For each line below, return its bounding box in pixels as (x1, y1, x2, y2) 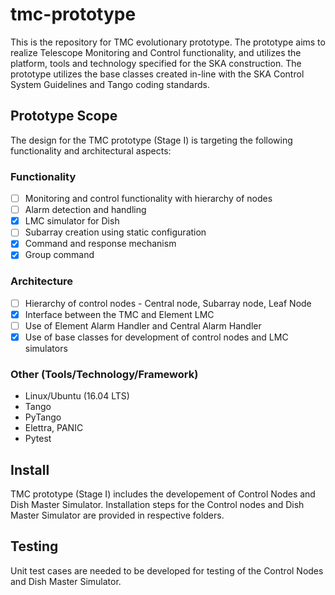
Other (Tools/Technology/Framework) (10, 367, 199, 381)
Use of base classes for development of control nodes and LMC (24, 331, 289, 343)
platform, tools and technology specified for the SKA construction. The (10, 57, 302, 69)
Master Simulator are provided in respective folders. (10, 509, 225, 522)
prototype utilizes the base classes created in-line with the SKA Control (10, 68, 305, 80)
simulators (24, 342, 68, 354)
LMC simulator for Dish (24, 215, 120, 227)
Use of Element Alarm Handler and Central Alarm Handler (24, 319, 262, 332)
